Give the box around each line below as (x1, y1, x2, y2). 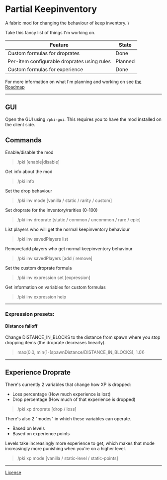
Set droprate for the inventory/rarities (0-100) (5, 207, 98, 213)
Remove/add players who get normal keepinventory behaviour (5, 245, 133, 252)
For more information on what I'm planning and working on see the (5, 79, 142, 85)
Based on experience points (12, 430, 70, 436)
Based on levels (12, 425, 45, 431)
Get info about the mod (5, 168, 53, 175)
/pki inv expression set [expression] (17, 275, 90, 281)
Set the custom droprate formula (5, 265, 72, 271)
